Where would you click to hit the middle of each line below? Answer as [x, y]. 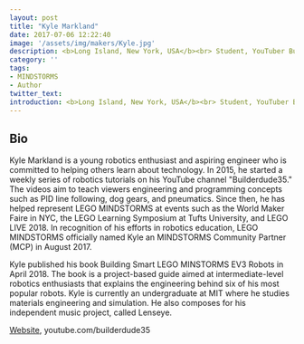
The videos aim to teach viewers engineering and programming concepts [146, 189]
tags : [19, 69]
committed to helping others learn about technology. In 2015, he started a [146, 170]
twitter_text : [36, 93]
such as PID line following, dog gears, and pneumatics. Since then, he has [147, 199]
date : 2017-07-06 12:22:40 [60, 34]
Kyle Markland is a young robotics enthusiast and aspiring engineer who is [148, 160]
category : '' [34, 60]
